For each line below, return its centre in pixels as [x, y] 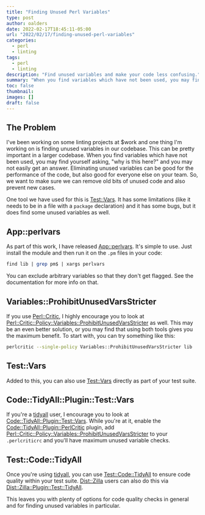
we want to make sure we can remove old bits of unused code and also [96, 181]
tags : [13, 57]
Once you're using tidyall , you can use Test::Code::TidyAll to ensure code [99, 475]
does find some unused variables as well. [58, 213]
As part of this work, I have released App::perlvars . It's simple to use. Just [99, 247]
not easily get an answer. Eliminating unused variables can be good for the [100, 168]
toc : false [20, 86]
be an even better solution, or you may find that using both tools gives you [100, 329]
